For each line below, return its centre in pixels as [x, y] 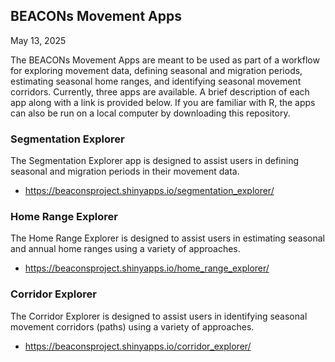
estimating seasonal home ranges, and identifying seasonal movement [156, 81]
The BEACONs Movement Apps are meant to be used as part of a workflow [165, 60]
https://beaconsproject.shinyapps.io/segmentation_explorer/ [149, 191]
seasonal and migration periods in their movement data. [125, 171]
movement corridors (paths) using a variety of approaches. [132, 326]
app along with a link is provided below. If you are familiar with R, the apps [163, 102]
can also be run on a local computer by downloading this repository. [150, 113]
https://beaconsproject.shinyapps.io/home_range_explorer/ [147, 268]
